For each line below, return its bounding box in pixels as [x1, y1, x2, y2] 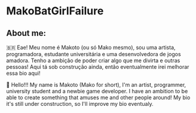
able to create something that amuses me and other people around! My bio [6, 94, 191, 101]
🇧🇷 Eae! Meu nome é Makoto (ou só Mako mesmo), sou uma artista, [6, 44, 176, 51]
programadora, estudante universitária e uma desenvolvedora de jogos [6, 51, 181, 57]
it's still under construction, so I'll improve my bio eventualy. [6, 100, 154, 107]
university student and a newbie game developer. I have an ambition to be [6, 88, 188, 94]
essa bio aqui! [6, 70, 41, 77]
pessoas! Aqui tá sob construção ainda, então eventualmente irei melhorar [6, 63, 189, 70]
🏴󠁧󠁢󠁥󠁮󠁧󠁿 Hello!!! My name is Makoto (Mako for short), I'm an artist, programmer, [6, 81, 186, 88]
